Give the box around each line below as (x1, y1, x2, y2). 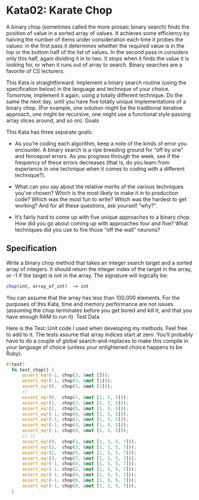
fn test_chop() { (11, 367, 55, 373)
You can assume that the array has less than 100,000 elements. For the (6, 294, 180, 301)
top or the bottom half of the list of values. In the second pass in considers (6, 48, 189, 55)
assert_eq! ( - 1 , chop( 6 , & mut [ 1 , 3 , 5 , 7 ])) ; (21, 477, 137, 483)
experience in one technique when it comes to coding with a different (14, 165, 185, 172)
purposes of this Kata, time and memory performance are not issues (6, 300, 173, 307)
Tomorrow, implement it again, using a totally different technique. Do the (6, 92, 183, 99)
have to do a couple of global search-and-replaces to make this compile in (6, 337, 189, 344)
